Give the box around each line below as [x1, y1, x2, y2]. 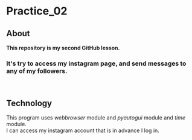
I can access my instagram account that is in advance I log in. [6, 127, 160, 134]
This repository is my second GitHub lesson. [6, 44, 120, 51]
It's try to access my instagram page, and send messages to [6, 59, 187, 68]
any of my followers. [6, 66, 68, 75]
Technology [6, 98, 53, 108]
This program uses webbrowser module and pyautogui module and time [6, 114, 186, 121]
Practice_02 [6, 4, 68, 18]
